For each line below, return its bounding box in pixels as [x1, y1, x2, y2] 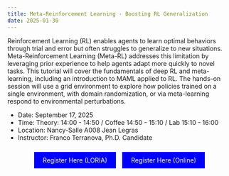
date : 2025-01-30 [7, 17, 59, 24]
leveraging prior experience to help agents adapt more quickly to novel [7, 59, 215, 67]
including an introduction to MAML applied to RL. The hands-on [34, 74, 221, 82]
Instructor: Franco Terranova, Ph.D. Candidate [17, 133, 153, 142]
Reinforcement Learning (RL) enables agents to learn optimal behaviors [7, 36, 217, 45]
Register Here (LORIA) [42, 155, 108, 164]
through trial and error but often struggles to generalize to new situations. [7, 44, 223, 53]
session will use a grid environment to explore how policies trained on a [7, 82, 217, 90]
